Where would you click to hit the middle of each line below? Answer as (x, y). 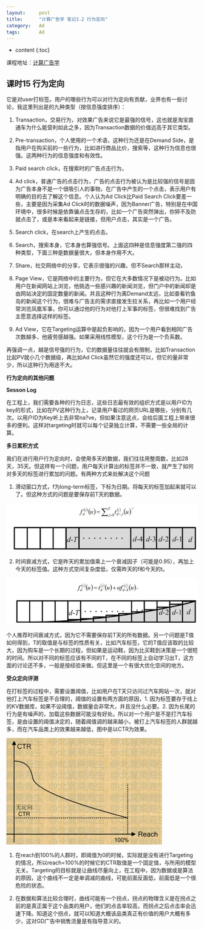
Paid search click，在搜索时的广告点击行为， (71, 168)
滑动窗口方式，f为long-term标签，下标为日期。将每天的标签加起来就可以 (106, 487)
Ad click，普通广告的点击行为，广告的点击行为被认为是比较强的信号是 (102, 182)
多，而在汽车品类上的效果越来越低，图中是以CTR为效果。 (78, 729)
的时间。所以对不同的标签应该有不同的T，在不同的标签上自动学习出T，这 (98, 657)
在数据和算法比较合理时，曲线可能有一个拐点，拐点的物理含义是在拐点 (103, 898)
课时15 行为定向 (36, 83)
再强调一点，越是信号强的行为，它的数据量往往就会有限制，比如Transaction (101, 350)
